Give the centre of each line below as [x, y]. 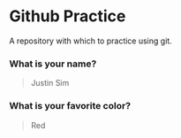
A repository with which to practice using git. [90, 41]
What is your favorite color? [70, 106]
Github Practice [68, 16]
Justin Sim [50, 83]
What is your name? [53, 64]
